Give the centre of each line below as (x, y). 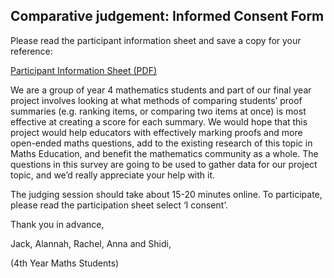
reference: (31, 51)
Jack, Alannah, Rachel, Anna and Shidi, (91, 243)
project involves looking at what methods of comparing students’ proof (156, 100)
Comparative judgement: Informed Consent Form (167, 16)
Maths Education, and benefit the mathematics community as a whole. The (164, 153)
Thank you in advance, (57, 224)
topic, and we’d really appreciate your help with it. (113, 175)
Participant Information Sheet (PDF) (84, 70)
